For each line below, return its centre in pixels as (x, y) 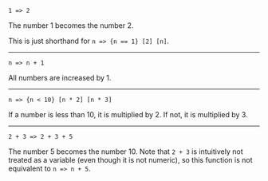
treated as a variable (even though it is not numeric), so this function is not (130, 160)
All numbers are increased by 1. (60, 78)
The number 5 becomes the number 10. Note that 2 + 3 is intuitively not (126, 151)
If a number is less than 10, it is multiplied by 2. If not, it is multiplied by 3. (128, 114)
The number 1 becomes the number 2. (71, 26)
